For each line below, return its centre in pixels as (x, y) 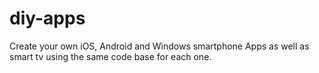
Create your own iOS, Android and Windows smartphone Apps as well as (159, 46)
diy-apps (47, 18)
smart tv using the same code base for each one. (110, 56)
